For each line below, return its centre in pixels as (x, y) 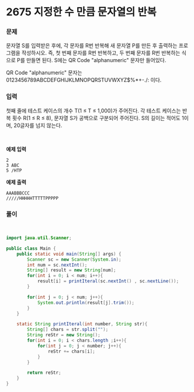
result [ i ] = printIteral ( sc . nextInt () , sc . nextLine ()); (108, 281)
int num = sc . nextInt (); (57, 265)
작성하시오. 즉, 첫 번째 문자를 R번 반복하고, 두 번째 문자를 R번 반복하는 (101, 53)
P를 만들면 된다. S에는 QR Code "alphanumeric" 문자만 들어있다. (91, 60)
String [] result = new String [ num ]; (72, 270)
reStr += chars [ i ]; (71, 351)
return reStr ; (44, 373)
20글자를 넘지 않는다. (38, 125)
